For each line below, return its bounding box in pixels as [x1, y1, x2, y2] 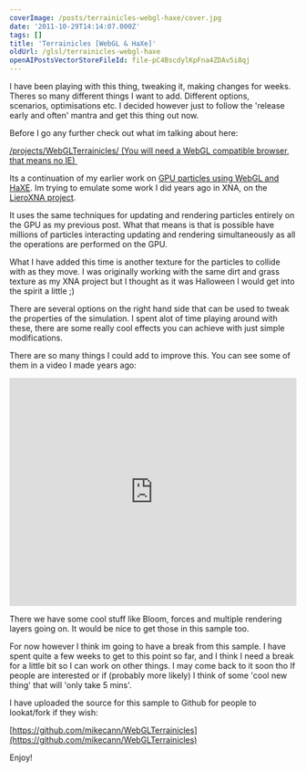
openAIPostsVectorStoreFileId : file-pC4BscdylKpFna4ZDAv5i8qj [9, 56, 250, 65]
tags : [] [9, 30, 43, 39]
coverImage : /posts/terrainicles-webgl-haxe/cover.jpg [9, 13, 222, 23]
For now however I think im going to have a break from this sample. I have [9, 641, 287, 652]
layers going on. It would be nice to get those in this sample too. [9, 623, 250, 634]
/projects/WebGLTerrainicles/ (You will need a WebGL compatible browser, [9, 145, 290, 156]
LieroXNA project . [9, 193, 76, 203]
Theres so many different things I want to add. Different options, [9, 90, 250, 101]
